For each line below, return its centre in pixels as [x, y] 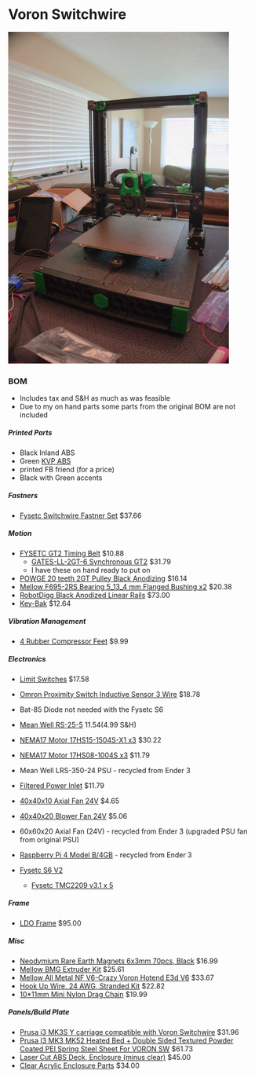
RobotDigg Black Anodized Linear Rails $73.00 [95, 595]
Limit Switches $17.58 [54, 679]
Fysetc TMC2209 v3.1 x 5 [72, 885]
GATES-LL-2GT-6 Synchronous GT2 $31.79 [101, 561]
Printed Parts [30, 433]
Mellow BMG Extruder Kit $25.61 [72, 969]
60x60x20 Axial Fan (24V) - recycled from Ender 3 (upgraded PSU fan [133, 831]
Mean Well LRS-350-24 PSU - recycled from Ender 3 [105, 770]
